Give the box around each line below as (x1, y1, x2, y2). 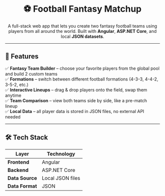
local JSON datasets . (60, 33, 105, 39)
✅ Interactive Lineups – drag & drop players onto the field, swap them (5, 86, 147, 93)
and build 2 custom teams (5, 71, 58, 77)
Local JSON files (41, 174, 81, 181)
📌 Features (5, 52, 39, 61)
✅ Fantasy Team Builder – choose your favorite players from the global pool (5, 65, 160, 71)
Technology (46, 150, 75, 157)
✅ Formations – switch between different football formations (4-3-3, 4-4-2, (5, 76, 159, 82)
